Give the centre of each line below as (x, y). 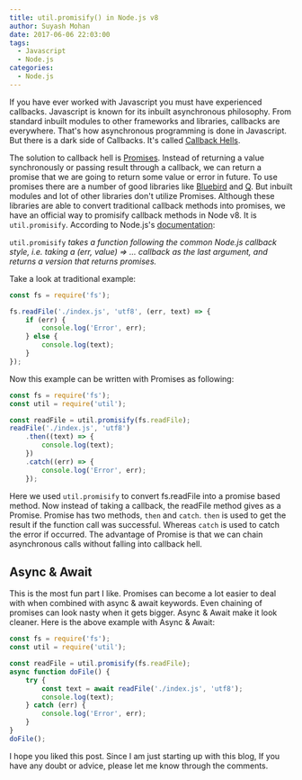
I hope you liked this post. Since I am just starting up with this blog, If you (145, 756)
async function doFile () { (60, 672)
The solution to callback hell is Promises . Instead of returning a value (137, 158)
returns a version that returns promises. (83, 261)
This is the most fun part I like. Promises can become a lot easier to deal (143, 594)
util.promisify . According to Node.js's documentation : (112, 224)
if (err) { (46, 320)
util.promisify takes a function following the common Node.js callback (143, 242)
